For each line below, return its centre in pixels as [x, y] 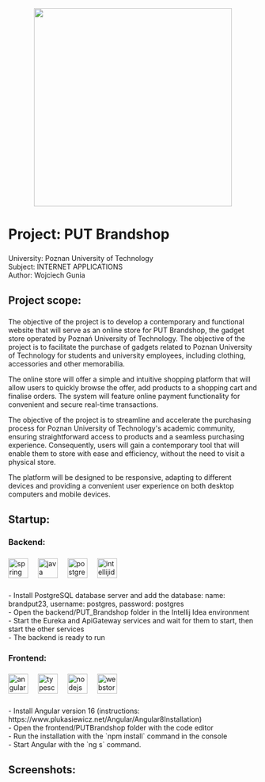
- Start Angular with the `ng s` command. [75, 745]
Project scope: [45, 300]
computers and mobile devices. [59, 494]
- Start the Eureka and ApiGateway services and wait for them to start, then [131, 620]
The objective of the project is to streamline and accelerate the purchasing [130, 420]
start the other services [46, 629]
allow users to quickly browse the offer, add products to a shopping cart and [132, 388]
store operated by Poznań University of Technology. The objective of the [127, 339]
